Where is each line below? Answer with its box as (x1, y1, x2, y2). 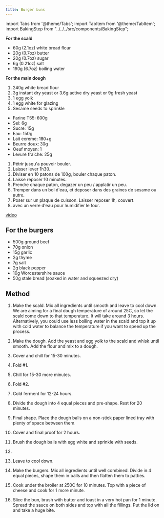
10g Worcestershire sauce (12, 270, 65, 276)
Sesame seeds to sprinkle (12, 105, 65, 111)
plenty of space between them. (12, 420, 76, 426)
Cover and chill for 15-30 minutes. (12, 353, 81, 359)
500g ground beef (12, 239, 50, 245)
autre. (12, 192, 25, 198)
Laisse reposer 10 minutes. (12, 176, 67, 182)
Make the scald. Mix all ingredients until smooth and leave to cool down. (12, 303, 158, 308)
